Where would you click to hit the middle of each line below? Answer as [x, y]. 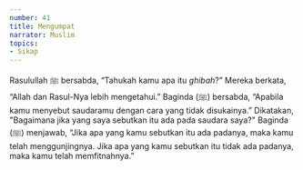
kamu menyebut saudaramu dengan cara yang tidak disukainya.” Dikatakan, [151, 111]
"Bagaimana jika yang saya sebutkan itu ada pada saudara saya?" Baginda [149, 120]
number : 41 [30, 18]
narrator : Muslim [42, 35]
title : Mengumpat [42, 26]
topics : [24, 43]
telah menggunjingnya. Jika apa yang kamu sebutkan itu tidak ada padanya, [151, 146]
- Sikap [24, 52]
